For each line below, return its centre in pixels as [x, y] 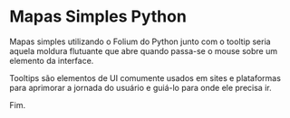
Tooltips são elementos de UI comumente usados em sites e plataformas [145, 77]
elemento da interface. [52, 60]
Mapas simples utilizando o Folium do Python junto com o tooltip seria [140, 41]
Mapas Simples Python [98, 17]
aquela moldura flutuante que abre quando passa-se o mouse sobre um [144, 50]
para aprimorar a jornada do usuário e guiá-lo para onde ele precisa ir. [140, 87]
